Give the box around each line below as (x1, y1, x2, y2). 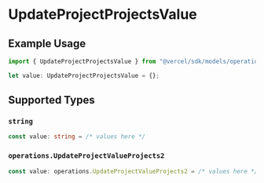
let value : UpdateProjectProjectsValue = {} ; (8, 71, 159, 79)
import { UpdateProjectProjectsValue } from (8, 57, 156, 65)
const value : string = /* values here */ (8, 133, 146, 141)
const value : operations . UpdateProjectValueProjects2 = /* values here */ (8, 167, 258, 175)
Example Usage (8, 37, 86, 50)
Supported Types (8, 93, 96, 107)
